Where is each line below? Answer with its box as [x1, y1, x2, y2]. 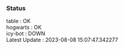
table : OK [6, 18, 31, 25]
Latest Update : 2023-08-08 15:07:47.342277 [6, 37, 119, 44]
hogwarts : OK [6, 24, 42, 31]
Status [6, 4, 26, 12]
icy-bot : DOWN [6, 30, 46, 37]
